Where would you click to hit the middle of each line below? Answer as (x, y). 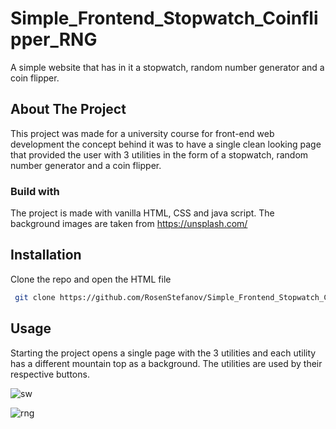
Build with (35, 191)
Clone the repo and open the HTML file (91, 279)
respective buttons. (50, 374)
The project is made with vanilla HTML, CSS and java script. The (142, 213)
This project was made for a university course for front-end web (142, 133)
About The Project (68, 109)
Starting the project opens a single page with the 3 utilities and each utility (163, 353)
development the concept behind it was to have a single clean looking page (166, 144)
